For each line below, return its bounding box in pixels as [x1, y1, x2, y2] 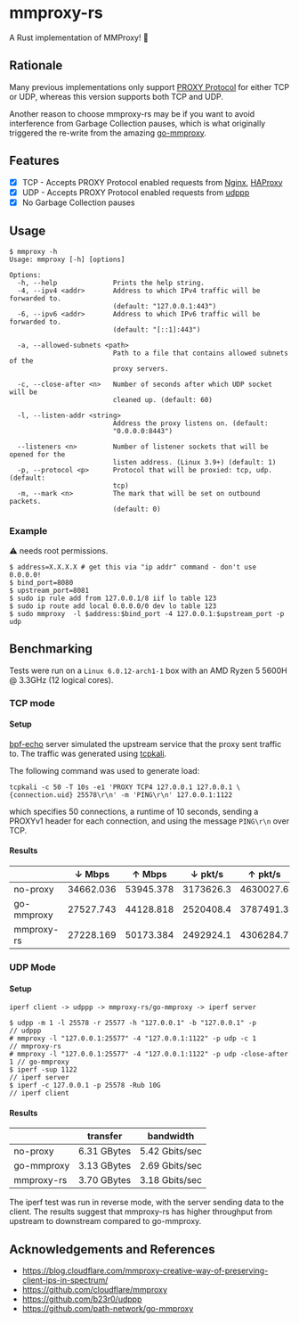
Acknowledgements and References [9, 1242, 215, 1257]
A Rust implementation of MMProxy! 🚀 [9, 32, 149, 43]
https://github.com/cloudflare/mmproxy [21, 1285, 167, 1295]
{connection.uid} [9, 790, 74, 800]
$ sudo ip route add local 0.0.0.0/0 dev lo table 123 [9, 601, 217, 611]
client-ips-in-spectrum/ [21, 1275, 109, 1286]
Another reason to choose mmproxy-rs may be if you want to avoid [9, 108, 255, 119]
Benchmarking [9, 641, 93, 657]
